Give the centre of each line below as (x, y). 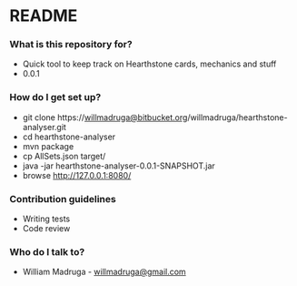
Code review (46, 229)
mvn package (48, 146)
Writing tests (46, 219)
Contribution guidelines (63, 199)
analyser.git (44, 127)
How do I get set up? (55, 97)
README (44, 16)
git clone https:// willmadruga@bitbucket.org (105, 117)
